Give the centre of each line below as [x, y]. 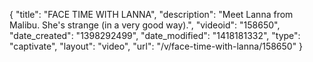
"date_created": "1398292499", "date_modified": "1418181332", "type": [155, 35]
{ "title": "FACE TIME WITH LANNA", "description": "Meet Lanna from [151, 14]
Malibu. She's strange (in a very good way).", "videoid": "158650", [145, 25]
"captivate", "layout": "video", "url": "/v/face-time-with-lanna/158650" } [156, 46]
